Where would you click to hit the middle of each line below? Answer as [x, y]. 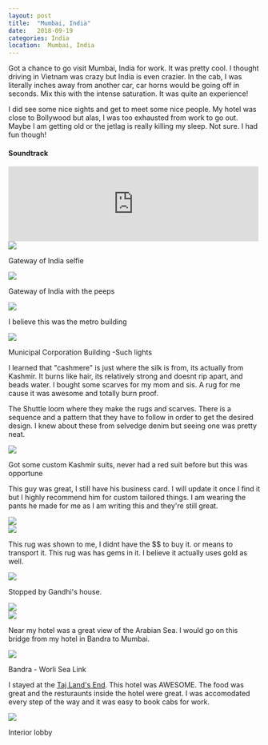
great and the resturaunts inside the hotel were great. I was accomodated [129, 694]
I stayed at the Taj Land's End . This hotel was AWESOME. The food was [126, 685]
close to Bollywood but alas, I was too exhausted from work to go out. [123, 118]
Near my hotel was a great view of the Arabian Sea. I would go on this [123, 631]
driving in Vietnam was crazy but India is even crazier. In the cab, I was [125, 77]
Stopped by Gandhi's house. [55, 592]
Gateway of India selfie [46, 261]
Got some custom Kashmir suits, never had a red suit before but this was [128, 465]
